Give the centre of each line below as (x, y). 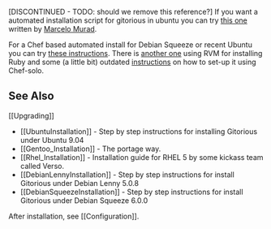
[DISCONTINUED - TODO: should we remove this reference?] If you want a (133, 12)
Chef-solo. (26, 71)
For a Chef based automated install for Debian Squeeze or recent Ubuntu (131, 45)
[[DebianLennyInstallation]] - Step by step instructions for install (127, 175)
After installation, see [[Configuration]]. (74, 216)
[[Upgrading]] (31, 115)
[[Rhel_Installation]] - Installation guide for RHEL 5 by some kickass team (142, 157)
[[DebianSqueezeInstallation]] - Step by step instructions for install (131, 192)
